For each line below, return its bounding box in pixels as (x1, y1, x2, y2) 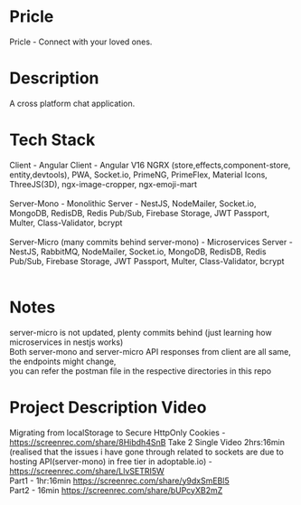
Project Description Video (9, 396, 207, 417)
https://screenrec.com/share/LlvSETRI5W (9, 465, 165, 476)
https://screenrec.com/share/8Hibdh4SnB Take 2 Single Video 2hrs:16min (9, 436, 285, 447)
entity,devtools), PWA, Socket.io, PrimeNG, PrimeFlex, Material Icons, (9, 169, 268, 180)
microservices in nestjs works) (9, 337, 124, 348)
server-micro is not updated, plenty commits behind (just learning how (9, 327, 273, 338)
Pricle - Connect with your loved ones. (9, 36, 153, 47)
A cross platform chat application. (9, 98, 136, 109)
